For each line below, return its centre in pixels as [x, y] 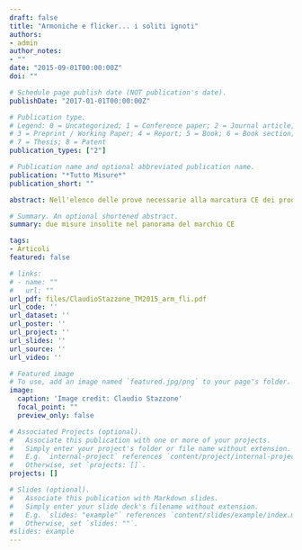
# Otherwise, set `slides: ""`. [74, 523]
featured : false [40, 257]
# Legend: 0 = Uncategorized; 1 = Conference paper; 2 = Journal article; [152, 126]
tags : [19, 241]
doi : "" [24, 77]
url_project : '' [40, 332]
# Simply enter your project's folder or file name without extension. [151, 448]
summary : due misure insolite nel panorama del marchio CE [122, 225]
